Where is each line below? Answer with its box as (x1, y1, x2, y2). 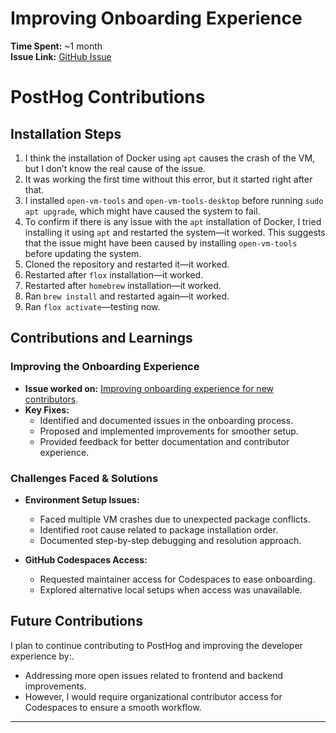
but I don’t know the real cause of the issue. (24, 162, 207, 174)
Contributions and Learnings (10, 330, 193, 347)
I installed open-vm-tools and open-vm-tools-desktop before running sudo (24, 194, 324, 206)
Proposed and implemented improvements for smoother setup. (39, 425, 299, 437)
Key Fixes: (24, 403, 70, 416)
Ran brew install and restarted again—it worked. (24, 290, 230, 302)
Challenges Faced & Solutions (10, 471, 159, 485)
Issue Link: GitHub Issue (10, 50, 112, 62)
